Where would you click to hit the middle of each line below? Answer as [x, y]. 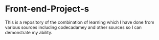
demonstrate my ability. [29, 32]
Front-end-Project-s [47, 9]
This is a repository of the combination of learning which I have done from [80, 22]
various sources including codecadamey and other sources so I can [73, 27]
